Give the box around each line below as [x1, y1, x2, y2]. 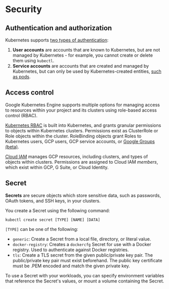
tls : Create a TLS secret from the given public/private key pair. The [12, 252, 153, 258]
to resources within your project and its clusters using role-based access [5, 107, 157, 113]
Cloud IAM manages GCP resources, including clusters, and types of [5, 153, 148, 160]
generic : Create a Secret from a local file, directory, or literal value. [12, 236, 151, 242]
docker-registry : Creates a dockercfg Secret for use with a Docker [12, 241, 151, 247]
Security [5, 4, 42, 15]
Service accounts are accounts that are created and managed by [12, 63, 149, 69]
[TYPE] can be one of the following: [5, 226, 78, 232]
